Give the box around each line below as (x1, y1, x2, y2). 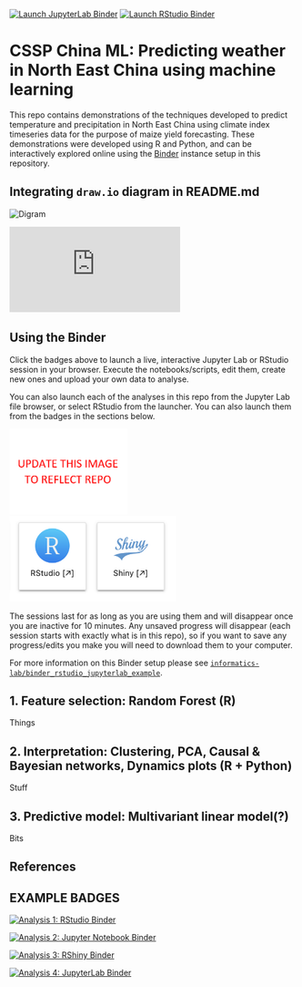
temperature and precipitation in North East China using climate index (9, 118, 270, 129)
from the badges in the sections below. (9, 410, 156, 421)
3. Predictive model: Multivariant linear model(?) (9, 808, 289, 824)
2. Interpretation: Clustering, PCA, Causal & (9, 744, 261, 759)
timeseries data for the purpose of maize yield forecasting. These (9, 129, 255, 139)
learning (9, 79, 75, 100)
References (9, 859, 76, 875)
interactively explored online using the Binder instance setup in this (9, 148, 261, 159)
